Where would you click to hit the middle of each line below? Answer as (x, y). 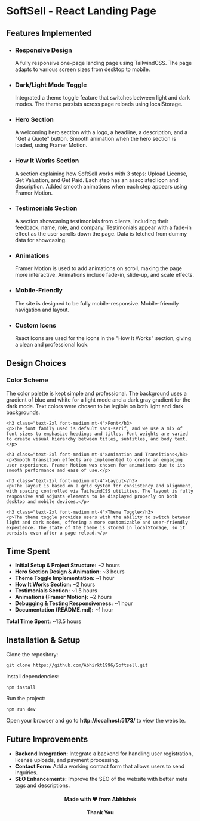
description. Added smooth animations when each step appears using (101, 186)
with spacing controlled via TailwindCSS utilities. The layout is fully (100, 491)
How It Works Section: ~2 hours (55, 584)
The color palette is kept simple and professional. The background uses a (96, 393)
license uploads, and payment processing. (67, 760)
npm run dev (21, 709)
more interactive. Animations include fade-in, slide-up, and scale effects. (104, 275)
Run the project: (26, 699)
